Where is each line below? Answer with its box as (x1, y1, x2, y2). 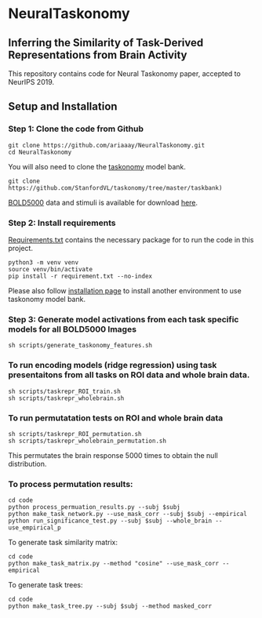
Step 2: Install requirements (8, 217, 116, 228)
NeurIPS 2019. (8, 78, 55, 86)
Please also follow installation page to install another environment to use (8, 285, 242, 295)
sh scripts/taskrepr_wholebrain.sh (8, 394, 125, 402)
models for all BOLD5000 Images (8, 323, 137, 334)
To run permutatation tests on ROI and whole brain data (8, 413, 224, 424)
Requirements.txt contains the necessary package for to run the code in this (8, 234, 254, 244)
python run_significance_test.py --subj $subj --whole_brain (8, 517, 213, 525)
